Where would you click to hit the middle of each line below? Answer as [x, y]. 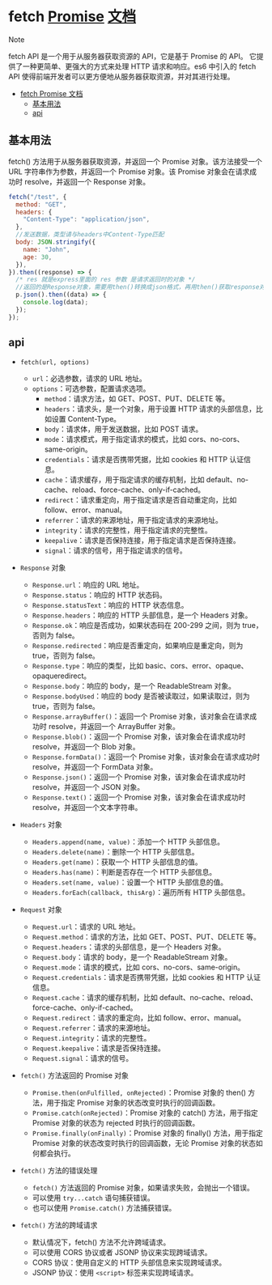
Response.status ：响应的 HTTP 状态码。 [100, 595]
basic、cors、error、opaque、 [197, 666]
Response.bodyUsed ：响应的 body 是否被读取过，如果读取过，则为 [141, 696]
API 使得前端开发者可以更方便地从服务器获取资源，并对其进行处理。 [121, 76]
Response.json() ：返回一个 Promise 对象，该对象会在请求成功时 [139, 777]
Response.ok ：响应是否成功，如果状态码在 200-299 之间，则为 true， [147, 626]
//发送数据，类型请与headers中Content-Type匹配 [90, 235]
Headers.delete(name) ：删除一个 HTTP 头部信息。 [116, 852]
